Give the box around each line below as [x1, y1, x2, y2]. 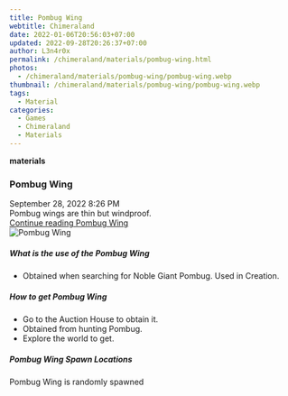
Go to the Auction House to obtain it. [22, 314, 159, 325]
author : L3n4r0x [9, 47, 70, 56]
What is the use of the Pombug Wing [9, 247, 151, 258]
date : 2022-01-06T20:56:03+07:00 [9, 30, 135, 39]
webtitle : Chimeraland [9, 22, 95, 31]
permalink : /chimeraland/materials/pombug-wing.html [9, 55, 212, 64]
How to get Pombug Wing [9, 290, 107, 302]
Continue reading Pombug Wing [9, 217, 129, 228]
